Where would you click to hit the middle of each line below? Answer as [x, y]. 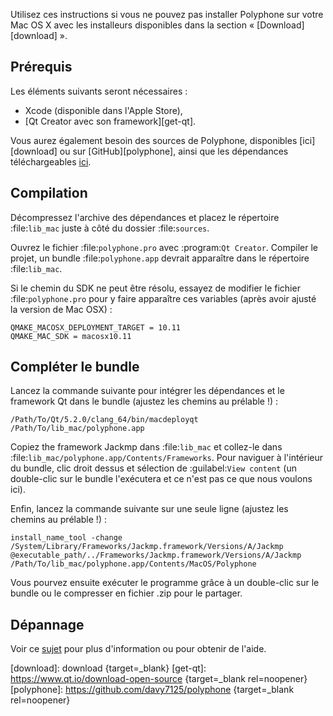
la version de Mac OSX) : [61, 309]
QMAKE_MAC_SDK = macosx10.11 [71, 336]
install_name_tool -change [66, 538]
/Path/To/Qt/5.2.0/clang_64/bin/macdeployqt [104, 420]
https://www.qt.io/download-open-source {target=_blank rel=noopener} [159, 679]
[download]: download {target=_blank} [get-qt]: [108, 668]
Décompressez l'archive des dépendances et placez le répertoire [145, 217]
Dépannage [47, 624]
